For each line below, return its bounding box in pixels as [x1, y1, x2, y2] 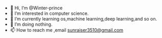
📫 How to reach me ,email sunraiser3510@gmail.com [10, 27, 124, 33]
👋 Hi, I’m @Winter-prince [10, 5, 63, 11]
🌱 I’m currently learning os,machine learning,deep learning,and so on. [10, 16, 157, 22]
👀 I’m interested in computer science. [10, 10, 89, 16]
